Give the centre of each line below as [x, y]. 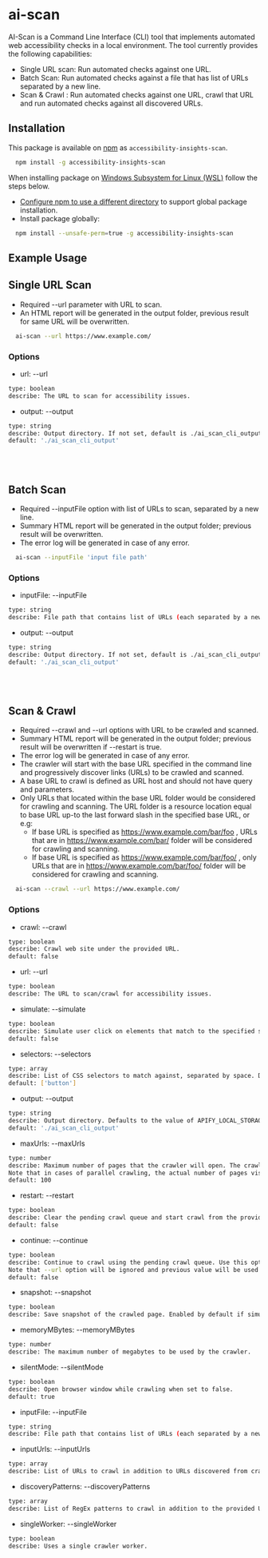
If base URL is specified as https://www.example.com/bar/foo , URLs [144, 832]
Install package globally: [59, 218]
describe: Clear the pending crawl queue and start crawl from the [123, 1218]
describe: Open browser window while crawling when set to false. [121, 1389]
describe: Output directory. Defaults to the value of [101, 1121]
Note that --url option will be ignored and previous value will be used [134, 1270]
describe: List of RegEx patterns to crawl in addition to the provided [132, 1508]
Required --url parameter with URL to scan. [91, 304]
